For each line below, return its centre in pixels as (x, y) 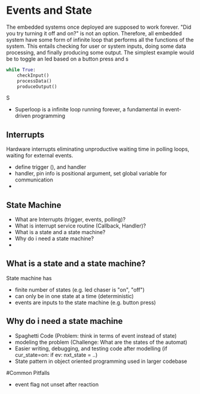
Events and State (49, 10)
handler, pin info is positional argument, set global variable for (91, 174)
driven (23, 116)
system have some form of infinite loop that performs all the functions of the (100, 40)
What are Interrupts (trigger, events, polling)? (70, 220)
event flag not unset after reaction (57, 384)
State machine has (29, 278)
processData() (34, 81)
